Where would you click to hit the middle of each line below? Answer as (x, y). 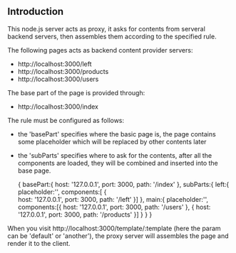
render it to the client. (39, 243)
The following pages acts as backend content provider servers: (100, 50)
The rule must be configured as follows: (66, 120)
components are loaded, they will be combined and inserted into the (118, 163)
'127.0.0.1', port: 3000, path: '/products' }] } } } (85, 214)
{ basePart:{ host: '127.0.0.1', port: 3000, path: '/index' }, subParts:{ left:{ (123, 184)
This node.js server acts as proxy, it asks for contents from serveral (106, 28)
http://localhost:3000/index (58, 107)
